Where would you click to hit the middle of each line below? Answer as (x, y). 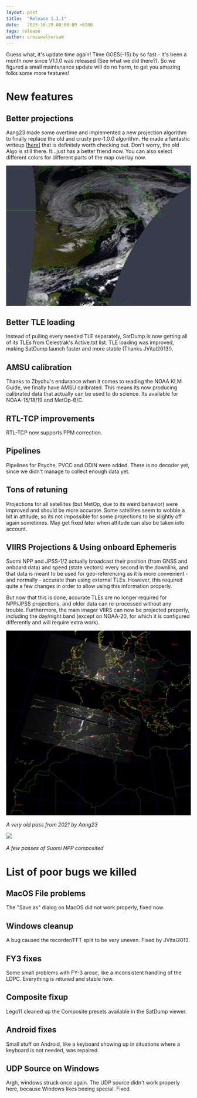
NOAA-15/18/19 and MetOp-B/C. (45, 400)
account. (17, 529)
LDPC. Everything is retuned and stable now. (60, 979)
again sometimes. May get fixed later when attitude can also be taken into (95, 522)
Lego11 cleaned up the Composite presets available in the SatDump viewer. (96, 1011)
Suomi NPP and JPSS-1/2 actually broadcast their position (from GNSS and (97, 561)
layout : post (22, 12)
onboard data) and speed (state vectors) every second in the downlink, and (97, 567)
